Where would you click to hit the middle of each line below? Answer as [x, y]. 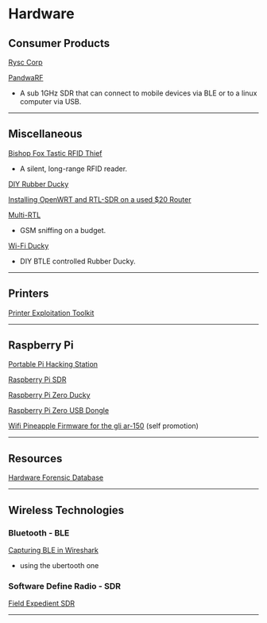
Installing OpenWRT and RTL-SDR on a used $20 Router [100, 199]
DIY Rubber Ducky [39, 184]
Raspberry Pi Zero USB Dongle [59, 411]
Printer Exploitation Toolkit [51, 313]
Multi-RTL [25, 215]
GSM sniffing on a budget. [63, 230]
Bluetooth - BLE [39, 532]
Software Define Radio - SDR [65, 586]
